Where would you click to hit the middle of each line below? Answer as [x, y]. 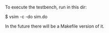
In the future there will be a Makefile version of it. [55, 26]
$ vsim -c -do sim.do [26, 16]
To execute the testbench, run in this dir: [46, 7]
